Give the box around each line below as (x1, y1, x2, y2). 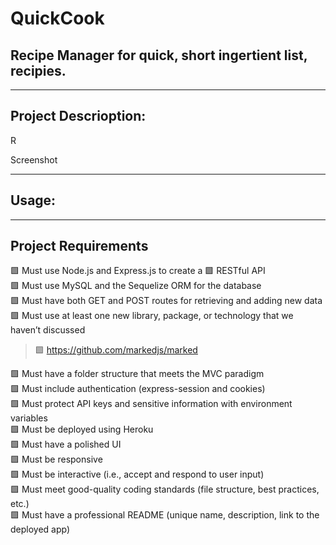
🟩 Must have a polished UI (10, 438, 122, 451)
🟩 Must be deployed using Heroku (10, 423, 154, 436)
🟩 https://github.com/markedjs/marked (34, 344, 198, 356)
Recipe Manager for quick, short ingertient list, (10, 47, 308, 64)
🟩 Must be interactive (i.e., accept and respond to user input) (10, 468, 265, 481)
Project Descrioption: (10, 108, 147, 125)
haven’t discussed (10, 324, 86, 336)
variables (10, 412, 48, 424)
